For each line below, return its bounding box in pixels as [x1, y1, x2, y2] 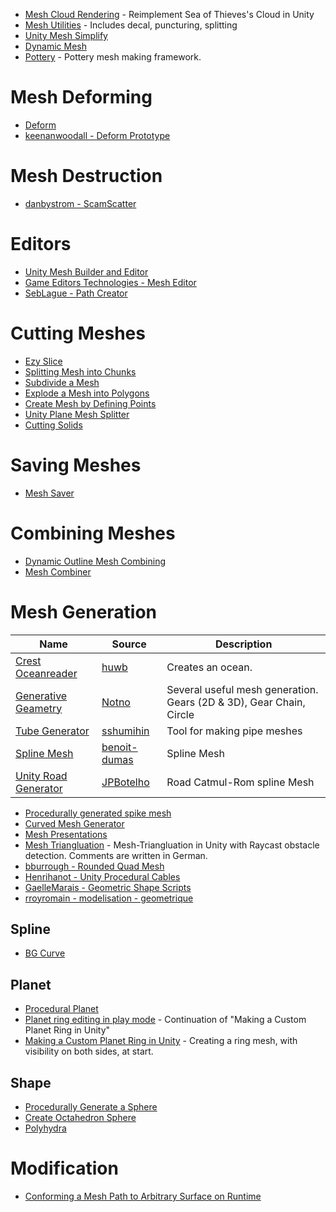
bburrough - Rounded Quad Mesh [24, 860, 165, 872]
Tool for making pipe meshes [166, 724, 303, 738]
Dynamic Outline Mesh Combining [24, 555, 166, 567]
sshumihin [101, 724, 150, 738]
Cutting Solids [24, 419, 83, 431]
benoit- [101, 740, 138, 754]
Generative [15, 689, 68, 703]
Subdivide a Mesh [24, 376, 100, 388]
